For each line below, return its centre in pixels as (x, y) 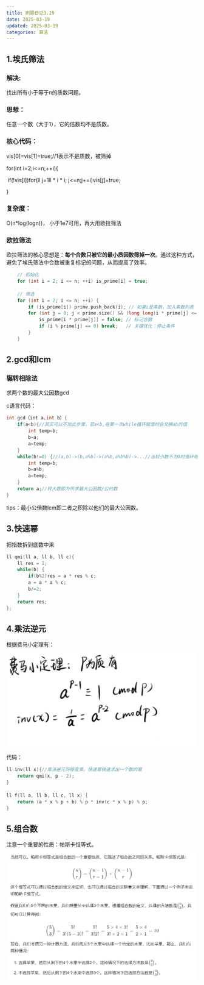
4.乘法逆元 (26, 629)
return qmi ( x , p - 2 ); (46, 776)
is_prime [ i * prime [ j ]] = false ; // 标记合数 (96, 320)
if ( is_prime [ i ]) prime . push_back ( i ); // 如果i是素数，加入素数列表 (111, 307)
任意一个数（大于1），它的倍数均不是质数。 (59, 124)
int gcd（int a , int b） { (37, 418)
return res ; (32, 602)
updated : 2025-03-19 (32, 26)
